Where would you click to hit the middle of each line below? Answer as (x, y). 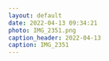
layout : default (35, 15)
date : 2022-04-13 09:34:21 (53, 23)
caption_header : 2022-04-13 (55, 38)
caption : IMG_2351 (39, 45)
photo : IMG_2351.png (43, 30)
